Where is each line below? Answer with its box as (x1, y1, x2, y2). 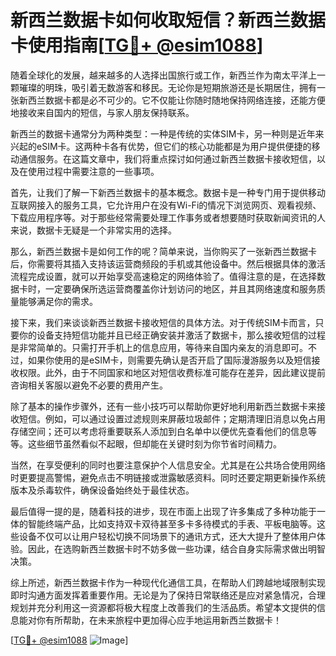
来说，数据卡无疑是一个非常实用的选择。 (10, 224, 177, 236)
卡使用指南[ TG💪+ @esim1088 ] (10, 34, 264, 57)
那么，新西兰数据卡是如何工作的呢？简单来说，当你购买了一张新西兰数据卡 (10, 245, 317, 257)
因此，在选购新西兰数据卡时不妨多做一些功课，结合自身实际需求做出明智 (27, 542, 326, 555)
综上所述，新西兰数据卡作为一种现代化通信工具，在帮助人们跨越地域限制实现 (10, 576, 326, 588)
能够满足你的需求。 (18, 295, 98, 307)
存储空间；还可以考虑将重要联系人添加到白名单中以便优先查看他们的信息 (10, 425, 308, 437)
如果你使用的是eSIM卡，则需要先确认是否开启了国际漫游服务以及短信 (27, 354, 312, 366)
